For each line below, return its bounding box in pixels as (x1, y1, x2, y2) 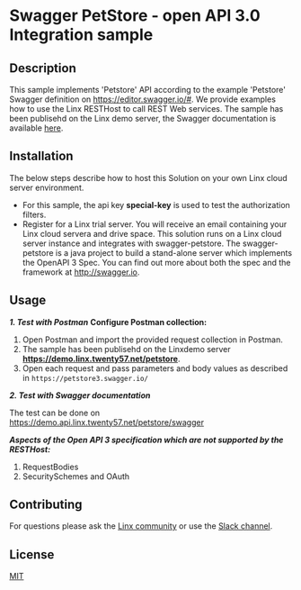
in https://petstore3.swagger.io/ (22, 372, 149, 383)
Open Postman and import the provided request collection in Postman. (22, 334, 283, 345)
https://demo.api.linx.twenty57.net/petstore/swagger (9, 416, 205, 428)
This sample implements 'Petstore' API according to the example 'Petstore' (9, 85, 286, 95)
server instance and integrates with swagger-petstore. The (22, 238, 241, 249)
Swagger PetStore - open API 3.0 (9, 5, 261, 26)
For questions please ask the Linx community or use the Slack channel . (9, 521, 273, 531)
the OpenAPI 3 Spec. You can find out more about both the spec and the (22, 257, 291, 268)
